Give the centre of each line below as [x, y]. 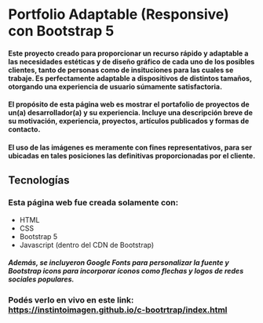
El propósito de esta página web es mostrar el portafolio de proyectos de [129, 104]
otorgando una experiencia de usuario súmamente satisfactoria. [115, 86]
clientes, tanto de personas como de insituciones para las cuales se [121, 70]
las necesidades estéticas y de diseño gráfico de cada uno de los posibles [131, 61]
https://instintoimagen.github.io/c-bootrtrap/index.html [118, 310]
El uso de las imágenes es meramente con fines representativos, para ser [130, 147]
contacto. [24, 129]
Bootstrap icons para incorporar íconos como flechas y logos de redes [126, 271]
